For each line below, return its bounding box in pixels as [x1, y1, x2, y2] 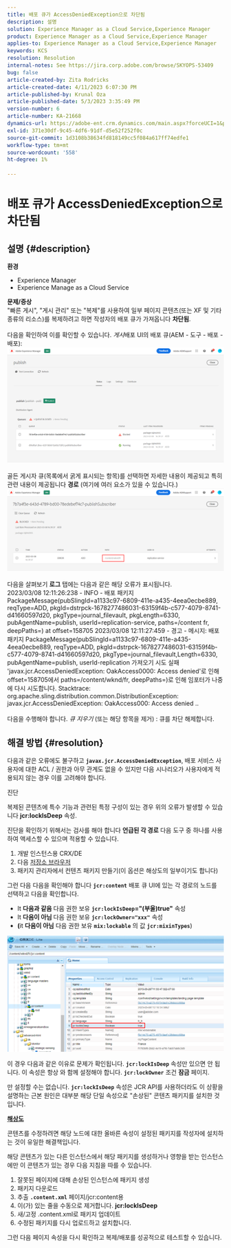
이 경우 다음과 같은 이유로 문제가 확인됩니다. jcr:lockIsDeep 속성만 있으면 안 [7, 1059, 213, 1068]
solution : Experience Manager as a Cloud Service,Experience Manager [7, 25, 211, 32]
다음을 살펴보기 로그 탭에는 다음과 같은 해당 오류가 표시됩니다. [7, 580, 173, 588]
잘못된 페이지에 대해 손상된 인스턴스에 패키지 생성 [16, 1176, 150, 1184]
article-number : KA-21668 [7, 113, 81, 120]
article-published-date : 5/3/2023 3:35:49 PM [7, 98, 140, 105]
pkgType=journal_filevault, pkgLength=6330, [52, 611, 181, 619]
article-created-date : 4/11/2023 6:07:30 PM [7, 83, 137, 91]
